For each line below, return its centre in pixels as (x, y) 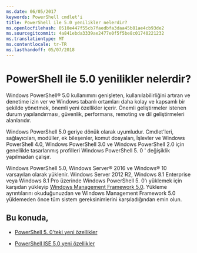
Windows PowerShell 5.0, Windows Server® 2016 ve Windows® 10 (86, 168)
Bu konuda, (27, 218)
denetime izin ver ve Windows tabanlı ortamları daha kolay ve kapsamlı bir (96, 101)
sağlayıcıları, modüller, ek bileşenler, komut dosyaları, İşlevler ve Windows (96, 138)
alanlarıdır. (19, 120)
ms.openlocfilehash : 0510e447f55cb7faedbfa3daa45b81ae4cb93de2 (85, 28)
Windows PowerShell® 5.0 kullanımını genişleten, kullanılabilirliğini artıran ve (98, 95)
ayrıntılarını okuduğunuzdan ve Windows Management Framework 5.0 (91, 193)
